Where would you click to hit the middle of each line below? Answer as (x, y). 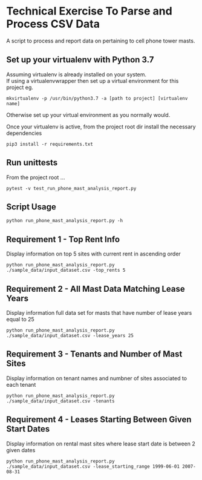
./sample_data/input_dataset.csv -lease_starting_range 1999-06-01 (93, 466)
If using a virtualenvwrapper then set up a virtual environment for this (93, 81)
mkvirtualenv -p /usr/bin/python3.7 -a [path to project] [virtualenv (97, 98)
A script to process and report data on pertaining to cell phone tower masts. (101, 41)
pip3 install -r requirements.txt (50, 144)
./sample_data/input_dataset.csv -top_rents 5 (66, 271)
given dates (21, 450)
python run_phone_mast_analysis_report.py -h (64, 221)
